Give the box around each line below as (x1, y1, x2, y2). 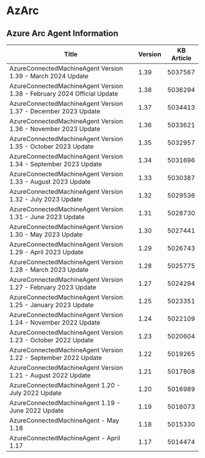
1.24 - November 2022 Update (9, 318, 101, 326)
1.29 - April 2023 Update (9, 248, 84, 256)
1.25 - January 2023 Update (9, 301, 94, 309)
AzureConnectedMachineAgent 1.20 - (9, 381, 121, 389)
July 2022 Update (9, 389, 62, 397)
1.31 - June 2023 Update (9, 212, 85, 221)
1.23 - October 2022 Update (9, 336, 94, 344)
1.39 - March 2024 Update (9, 72, 89, 80)
